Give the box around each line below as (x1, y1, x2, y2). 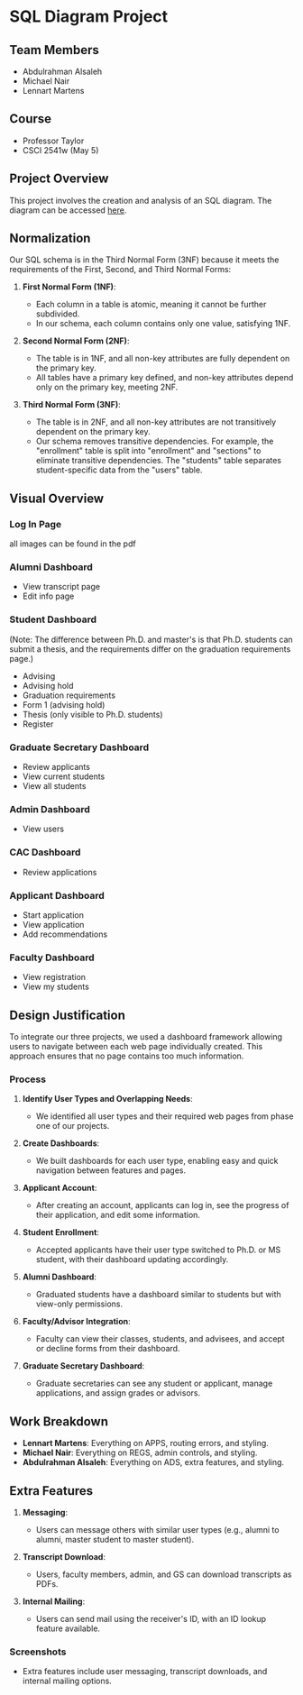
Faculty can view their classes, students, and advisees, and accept (35, 1333, 286, 1344)
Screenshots (9, 1645, 67, 1658)
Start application (22, 909, 84, 921)
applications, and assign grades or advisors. (35, 1388, 201, 1398)
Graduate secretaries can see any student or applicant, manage (35, 1378, 273, 1389)
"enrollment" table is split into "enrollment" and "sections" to (35, 445, 262, 456)
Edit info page (22, 591, 75, 601)
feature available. (35, 1623, 101, 1634)
